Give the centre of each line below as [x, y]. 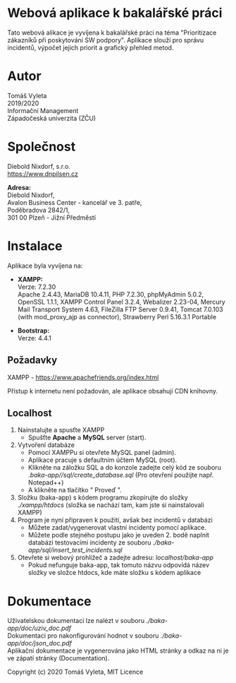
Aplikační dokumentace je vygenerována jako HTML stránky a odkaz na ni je [118, 651]
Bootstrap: [33, 331]
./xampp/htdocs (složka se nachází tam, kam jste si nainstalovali [111, 505]
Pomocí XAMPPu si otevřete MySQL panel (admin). [102, 453]
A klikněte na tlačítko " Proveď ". [75, 490]
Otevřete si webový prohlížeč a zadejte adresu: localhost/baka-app [115, 558]
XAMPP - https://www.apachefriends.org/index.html [83, 377]
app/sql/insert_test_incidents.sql [75, 550]
